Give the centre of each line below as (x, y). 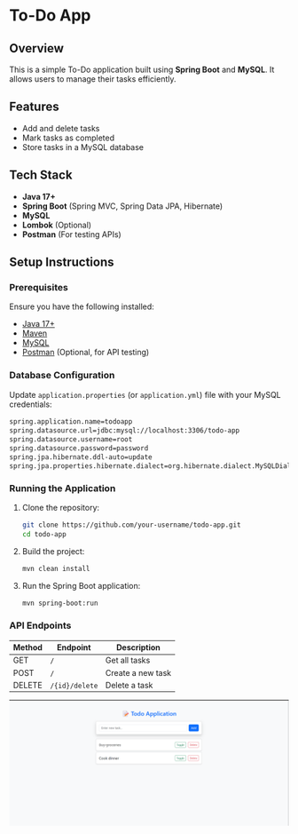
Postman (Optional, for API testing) (86, 353)
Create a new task (138, 672)
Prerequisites (39, 287)
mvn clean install (56, 568)
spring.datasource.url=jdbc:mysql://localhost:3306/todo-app (125, 430)
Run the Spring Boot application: (81, 585)
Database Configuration (62, 376)
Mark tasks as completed (68, 138)
